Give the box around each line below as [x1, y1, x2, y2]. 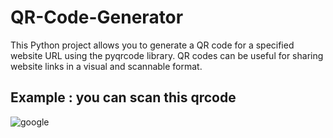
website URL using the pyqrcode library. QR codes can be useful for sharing [10, 49, 324, 61]
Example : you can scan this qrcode [10, 89, 237, 106]
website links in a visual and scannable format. [10, 60, 203, 72]
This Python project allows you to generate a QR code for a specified [10, 39, 295, 51]
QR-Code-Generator [10, 6, 184, 29]
